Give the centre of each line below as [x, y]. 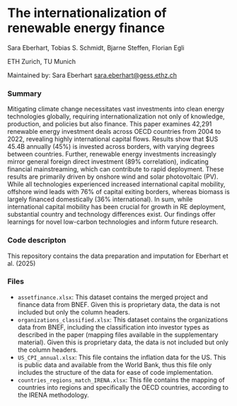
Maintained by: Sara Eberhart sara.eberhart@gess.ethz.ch [92, 75]
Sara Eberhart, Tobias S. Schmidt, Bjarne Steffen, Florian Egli [96, 47]
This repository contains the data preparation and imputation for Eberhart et [118, 256]
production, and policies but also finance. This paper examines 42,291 [110, 124]
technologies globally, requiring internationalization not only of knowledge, [116, 117]
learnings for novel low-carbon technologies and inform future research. [113, 222]
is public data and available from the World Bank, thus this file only [115, 365]
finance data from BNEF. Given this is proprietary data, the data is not [119, 304]
